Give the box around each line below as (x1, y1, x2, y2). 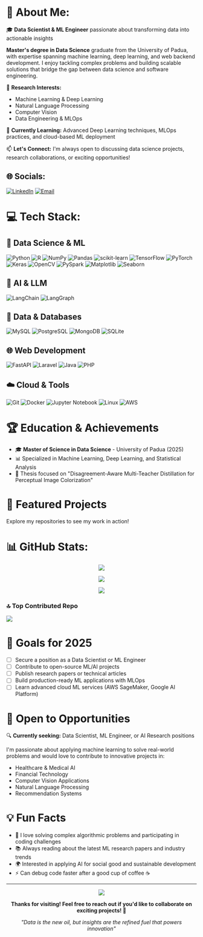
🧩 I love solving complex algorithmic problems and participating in (14, 832, 179, 839)
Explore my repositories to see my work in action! (6, 517, 129, 525)
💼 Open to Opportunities (6, 712, 130, 726)
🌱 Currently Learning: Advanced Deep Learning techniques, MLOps (6, 127, 176, 134)
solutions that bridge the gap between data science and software (6, 65, 169, 73)
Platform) (14, 690, 39, 698)
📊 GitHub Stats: (6, 540, 89, 554)
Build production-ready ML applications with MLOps (14, 677, 145, 684)
